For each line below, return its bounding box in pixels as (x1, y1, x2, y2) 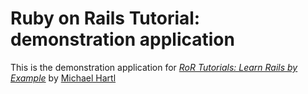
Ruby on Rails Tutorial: (10, 7, 201, 30)
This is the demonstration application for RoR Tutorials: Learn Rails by (10, 61, 298, 73)
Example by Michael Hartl (10, 72, 117, 84)
